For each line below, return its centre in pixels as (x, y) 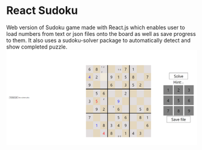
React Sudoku (42, 11)
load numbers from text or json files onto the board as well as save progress (101, 33)
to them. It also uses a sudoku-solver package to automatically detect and (98, 40)
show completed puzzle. (37, 47)
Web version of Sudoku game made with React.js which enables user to (96, 27)
